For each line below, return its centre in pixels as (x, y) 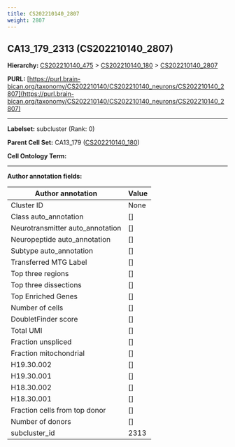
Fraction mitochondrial (48, 353)
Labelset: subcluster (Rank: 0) (51, 129)
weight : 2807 (26, 20)
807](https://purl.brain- (41, 94)
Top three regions (40, 274)
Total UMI (27, 331)
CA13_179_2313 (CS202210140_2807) (90, 49)
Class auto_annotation (47, 216)
